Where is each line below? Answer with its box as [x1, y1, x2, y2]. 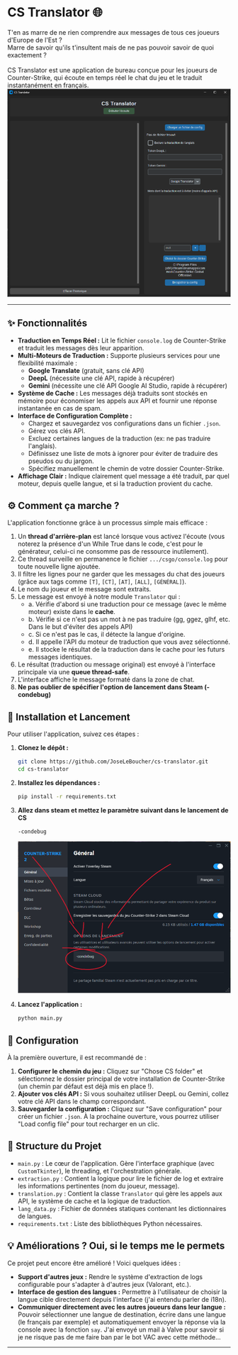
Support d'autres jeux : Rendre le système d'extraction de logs [17, 1272, 203, 1281]
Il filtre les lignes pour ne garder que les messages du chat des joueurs [17, 570, 225, 579]
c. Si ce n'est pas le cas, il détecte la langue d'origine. [28, 630, 186, 639]
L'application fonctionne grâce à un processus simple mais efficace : [7, 518, 208, 527]
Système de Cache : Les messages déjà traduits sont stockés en [17, 389, 208, 397]
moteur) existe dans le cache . [28, 608, 115, 616]
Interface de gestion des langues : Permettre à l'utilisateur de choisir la [17, 1288, 227, 1296]
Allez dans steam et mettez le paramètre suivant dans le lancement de [17, 805, 229, 814]
